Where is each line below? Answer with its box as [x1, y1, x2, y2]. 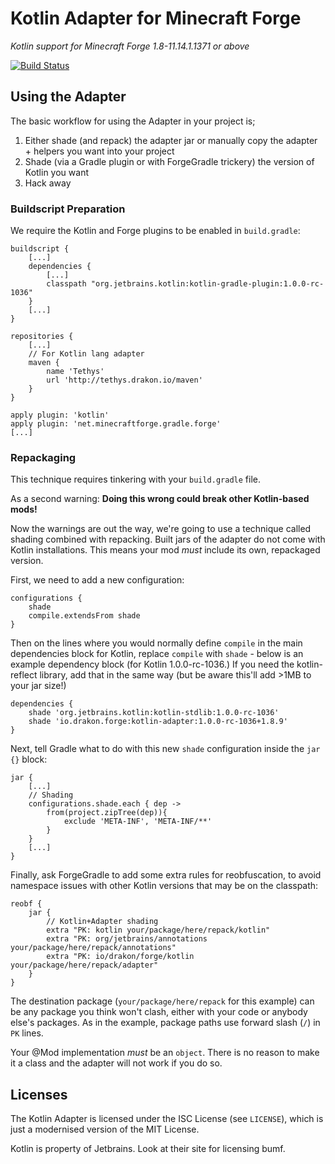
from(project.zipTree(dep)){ [46, 808, 168, 818]
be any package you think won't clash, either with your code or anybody [10, 1006, 308, 1018]
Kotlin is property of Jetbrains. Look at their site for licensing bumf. [10, 1143, 286, 1155]
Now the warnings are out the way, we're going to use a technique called [10, 523, 312, 535]
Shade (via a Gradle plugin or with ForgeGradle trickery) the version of [24, 155, 315, 167]
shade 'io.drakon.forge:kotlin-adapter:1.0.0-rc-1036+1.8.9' [28, 717, 288, 727]
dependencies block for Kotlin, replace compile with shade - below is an [10, 648, 304, 660]
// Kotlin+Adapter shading [46, 917, 159, 927]
